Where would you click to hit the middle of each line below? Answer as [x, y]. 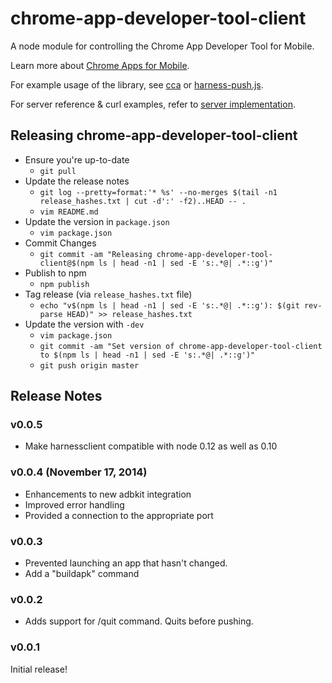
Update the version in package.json [97, 221]
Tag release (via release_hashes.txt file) [108, 294]
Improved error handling [74, 504]
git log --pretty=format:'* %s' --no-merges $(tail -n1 [158, 192]
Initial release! [39, 669]
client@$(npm [67, 263]
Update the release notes [77, 181]
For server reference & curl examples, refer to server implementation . [153, 104]
